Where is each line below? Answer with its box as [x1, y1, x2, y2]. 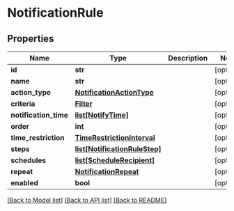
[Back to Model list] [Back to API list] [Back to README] [7, 196, 167, 204]
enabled [10, 178, 38, 187]
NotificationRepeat [75, 167, 139, 176]
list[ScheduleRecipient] [75, 155, 155, 165]
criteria [10, 99, 36, 109]
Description [168, 54, 208, 63]
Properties [7, 33, 54, 45]
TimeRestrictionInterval [75, 133, 155, 142]
